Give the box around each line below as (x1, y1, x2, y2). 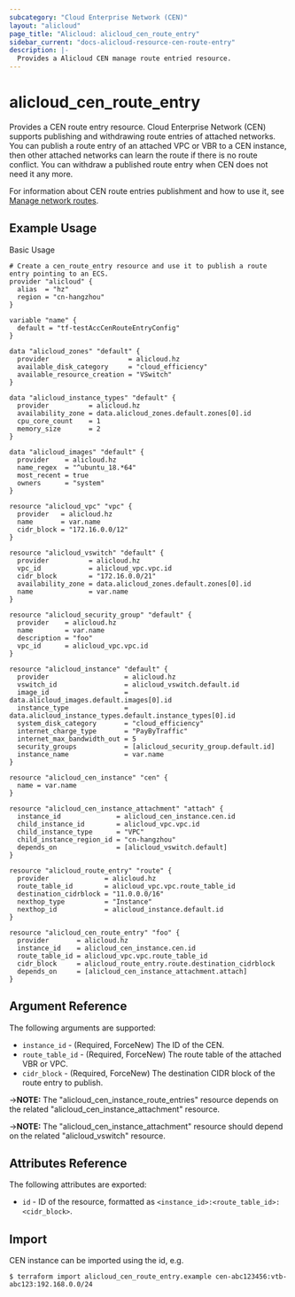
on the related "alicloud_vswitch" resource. (9, 1130, 166, 1141)
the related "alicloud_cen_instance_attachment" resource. (9, 1104, 220, 1114)
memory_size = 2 (17, 424, 101, 433)
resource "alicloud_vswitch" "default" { (9, 548, 165, 557)
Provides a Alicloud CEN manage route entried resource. (17, 54, 232, 63)
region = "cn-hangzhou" (17, 292, 105, 301)
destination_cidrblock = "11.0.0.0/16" (17, 889, 165, 898)
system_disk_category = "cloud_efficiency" (17, 718, 204, 727)
